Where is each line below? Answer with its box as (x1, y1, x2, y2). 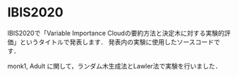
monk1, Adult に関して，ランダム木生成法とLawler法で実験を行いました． (7, 61, 222, 70)
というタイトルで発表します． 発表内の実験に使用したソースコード (19, 37, 215, 46)
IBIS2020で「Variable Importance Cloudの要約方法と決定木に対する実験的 (7, 29, 225, 37)
